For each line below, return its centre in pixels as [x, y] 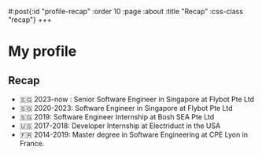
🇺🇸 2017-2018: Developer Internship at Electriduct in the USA [120, 126]
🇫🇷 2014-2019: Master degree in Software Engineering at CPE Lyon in [134, 134]
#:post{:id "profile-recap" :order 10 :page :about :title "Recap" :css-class [126, 11]
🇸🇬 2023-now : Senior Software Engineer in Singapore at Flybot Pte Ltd [137, 99]
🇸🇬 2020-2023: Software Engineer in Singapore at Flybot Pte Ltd [126, 108]
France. [32, 143]
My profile [42, 51]
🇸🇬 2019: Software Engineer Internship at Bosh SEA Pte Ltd [117, 117]
